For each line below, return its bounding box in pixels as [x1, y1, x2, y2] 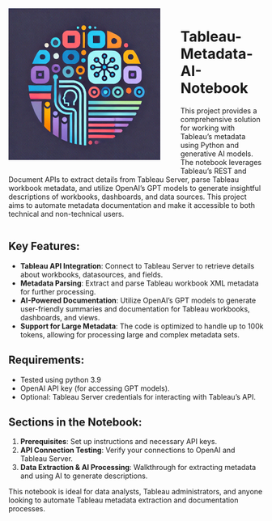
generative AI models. [181, 149, 253, 159]
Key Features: [8, 239, 80, 253]
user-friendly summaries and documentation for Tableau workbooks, [19, 303, 250, 314]
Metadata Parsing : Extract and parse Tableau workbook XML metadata [19, 278, 259, 288]
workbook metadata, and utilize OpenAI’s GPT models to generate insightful [8, 183, 261, 193]
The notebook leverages [181, 157, 261, 167]
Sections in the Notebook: [8, 415, 142, 429]
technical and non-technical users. [8, 209, 125, 218]
